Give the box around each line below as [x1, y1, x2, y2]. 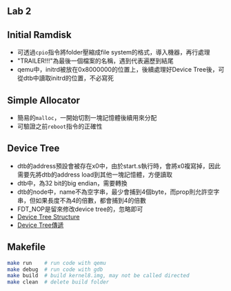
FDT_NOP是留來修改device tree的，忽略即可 [17, 205, 143, 213]
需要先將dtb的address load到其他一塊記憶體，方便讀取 [17, 170, 173, 179]
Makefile [7, 241, 46, 253]
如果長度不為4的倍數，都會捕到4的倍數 [35, 196, 146, 204]
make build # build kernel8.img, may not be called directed [7, 272, 190, 279]
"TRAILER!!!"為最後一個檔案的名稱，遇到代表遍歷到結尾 [17, 57, 174, 65]
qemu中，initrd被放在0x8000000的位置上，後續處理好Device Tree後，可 [17, 66, 225, 74]
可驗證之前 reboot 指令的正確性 [17, 122, 103, 130]
